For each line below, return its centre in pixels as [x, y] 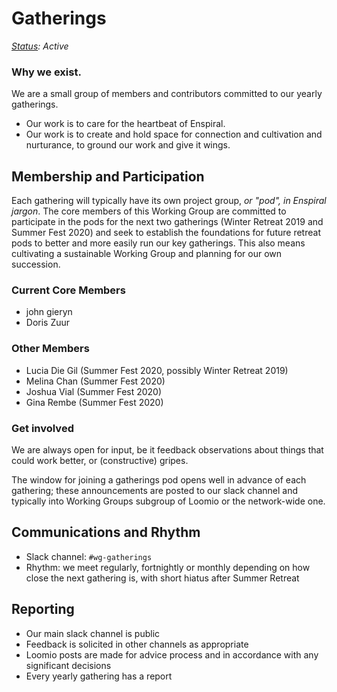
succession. [36, 264]
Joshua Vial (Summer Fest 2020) [94, 391]
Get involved [42, 428]
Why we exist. [46, 72]
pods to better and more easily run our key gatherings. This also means [158, 243]
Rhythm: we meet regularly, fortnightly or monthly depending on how [168, 567]
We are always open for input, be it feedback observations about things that [167, 449]
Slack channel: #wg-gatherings [89, 556]
